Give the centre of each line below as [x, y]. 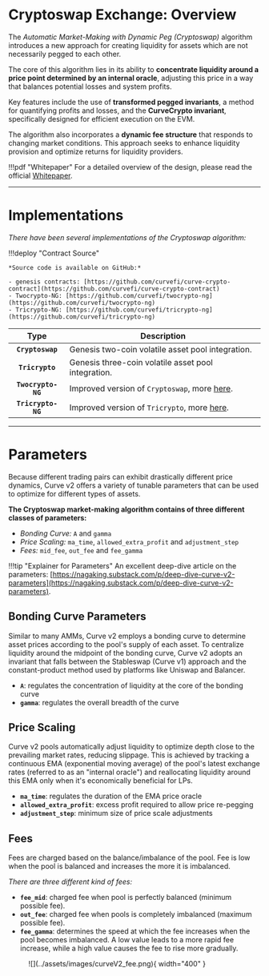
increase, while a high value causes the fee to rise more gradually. [129, 948]
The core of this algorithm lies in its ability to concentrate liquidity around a [133, 69]
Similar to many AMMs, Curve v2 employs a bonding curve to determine [127, 636]
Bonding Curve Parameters [77, 617]
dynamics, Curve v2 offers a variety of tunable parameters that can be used [133, 485]
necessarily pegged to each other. [65, 54]
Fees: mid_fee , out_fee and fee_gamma [81, 550]
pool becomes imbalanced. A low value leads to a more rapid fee [127, 940]
